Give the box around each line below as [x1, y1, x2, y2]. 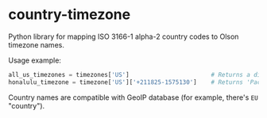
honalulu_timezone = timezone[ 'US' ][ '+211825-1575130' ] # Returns [8, 78, 244, 86]
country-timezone [8, 6, 131, 24]
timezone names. [8, 40, 65, 49]
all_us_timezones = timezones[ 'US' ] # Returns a [8, 70, 250, 78]
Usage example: [8, 55, 62, 65]
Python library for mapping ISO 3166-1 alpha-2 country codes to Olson [8, 32, 239, 41]
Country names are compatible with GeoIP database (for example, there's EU [8, 93, 258, 102]
